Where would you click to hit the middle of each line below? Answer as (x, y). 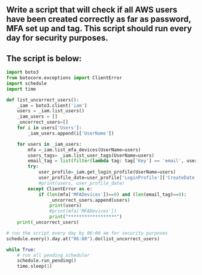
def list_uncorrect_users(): (43, 100)
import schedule (26, 83)
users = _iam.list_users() (51, 111)
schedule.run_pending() (47, 261)
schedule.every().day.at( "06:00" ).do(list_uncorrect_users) (83, 239)
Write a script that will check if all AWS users (92, 10)
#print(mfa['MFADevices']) (83, 211)
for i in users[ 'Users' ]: (50, 128)
